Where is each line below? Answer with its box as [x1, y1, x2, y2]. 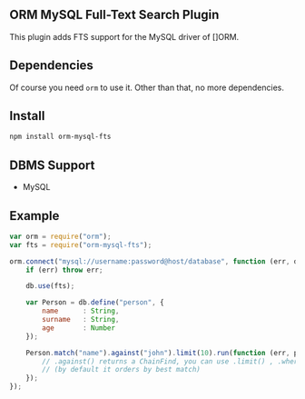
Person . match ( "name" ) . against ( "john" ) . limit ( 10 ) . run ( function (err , [25, 348, 290, 357]
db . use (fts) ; [25, 282, 75, 291]
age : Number [42, 323, 116, 333]
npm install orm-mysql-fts [9, 132, 112, 142]
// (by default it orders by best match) [42, 365, 202, 374]
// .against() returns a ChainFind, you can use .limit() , [42, 356, 274, 366]
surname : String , [42, 315, 120, 324]
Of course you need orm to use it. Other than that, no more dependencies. [9, 82, 284, 93]
